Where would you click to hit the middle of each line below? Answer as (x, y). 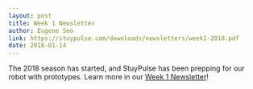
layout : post (30, 16)
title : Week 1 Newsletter (52, 23)
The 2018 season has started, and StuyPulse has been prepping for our (127, 68)
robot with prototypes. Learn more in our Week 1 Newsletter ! (109, 77)
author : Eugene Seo (41, 30)
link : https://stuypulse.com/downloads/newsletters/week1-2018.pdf (124, 38)
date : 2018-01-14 (37, 46)
